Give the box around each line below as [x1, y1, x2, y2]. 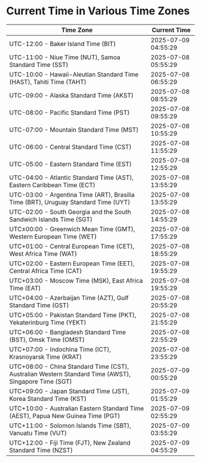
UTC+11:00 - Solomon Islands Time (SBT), [9, 421, 132, 430]
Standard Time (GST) [9, 301, 69, 309]
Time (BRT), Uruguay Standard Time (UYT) [9, 198, 130, 206]
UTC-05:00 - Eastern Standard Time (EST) [9, 160, 132, 168]
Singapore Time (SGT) [9, 377, 72, 385]
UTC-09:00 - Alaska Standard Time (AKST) [9, 91, 134, 99]
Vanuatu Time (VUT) [9, 429, 67, 437]
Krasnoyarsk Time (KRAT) [9, 353, 82, 361]
